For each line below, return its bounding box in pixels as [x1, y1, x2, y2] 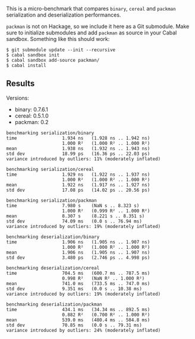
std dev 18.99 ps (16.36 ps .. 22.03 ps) [6, 151, 150, 157]
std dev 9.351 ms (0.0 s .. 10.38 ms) [6, 286, 143, 292]
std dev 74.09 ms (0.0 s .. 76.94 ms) [6, 218, 143, 224]
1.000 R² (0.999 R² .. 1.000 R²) [62, 208, 150, 214]
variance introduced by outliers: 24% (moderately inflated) [6, 327, 161, 333]
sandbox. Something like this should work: [6, 36, 110, 42]
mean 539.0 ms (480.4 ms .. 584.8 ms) [6, 317, 150, 323]
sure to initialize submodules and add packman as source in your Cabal [6, 29, 177, 36]
